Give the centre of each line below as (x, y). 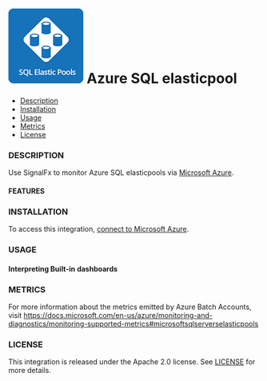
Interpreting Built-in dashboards (63, 268)
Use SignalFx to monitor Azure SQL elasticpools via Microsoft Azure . (121, 173)
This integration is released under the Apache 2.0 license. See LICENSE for (132, 362)
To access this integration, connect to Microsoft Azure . (99, 229)
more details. (30, 371)
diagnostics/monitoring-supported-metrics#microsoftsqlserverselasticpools (133, 323)
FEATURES (27, 191)
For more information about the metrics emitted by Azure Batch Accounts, (130, 307)
